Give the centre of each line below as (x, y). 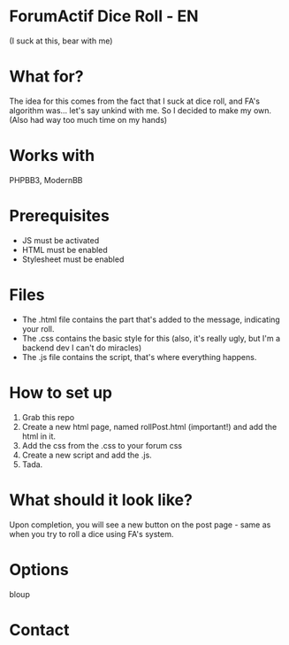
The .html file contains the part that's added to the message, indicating (151, 319)
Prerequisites (60, 216)
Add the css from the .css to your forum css (102, 445)
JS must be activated (61, 240)
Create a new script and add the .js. (87, 455)
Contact (39, 630)
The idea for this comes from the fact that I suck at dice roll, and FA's (135, 101)
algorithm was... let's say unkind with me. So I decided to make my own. (141, 110)
